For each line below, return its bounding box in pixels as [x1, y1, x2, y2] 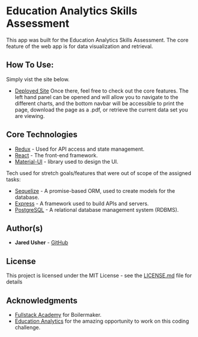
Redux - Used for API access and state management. [14, 145, 145, 152]
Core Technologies [6, 129, 78, 140]
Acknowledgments [6, 295, 78, 306]
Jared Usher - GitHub [14, 239, 68, 246]
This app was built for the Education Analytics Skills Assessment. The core [6, 36, 189, 43]
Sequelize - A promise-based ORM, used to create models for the [14, 187, 175, 194]
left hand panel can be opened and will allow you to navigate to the [14, 93, 179, 100]
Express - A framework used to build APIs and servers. [14, 200, 149, 207]
